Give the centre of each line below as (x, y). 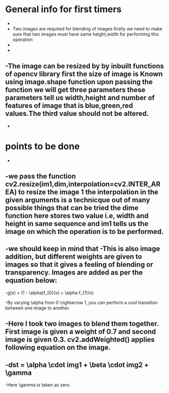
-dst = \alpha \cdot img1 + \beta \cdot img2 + (77, 365)
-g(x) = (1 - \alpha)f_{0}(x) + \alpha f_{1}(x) (50, 293)
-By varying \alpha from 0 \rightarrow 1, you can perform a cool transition (81, 302)
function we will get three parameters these (75, 90)
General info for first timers (64, 9)
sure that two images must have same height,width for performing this (86, 34)
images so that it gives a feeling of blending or (79, 265)
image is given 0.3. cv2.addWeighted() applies (80, 340)
